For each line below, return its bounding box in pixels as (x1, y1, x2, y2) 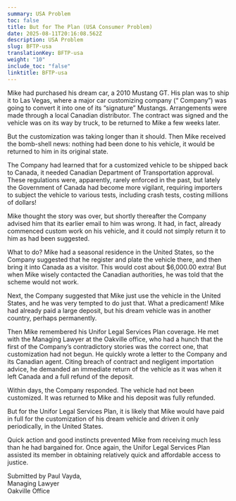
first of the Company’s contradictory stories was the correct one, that (7, 342, 209, 350)
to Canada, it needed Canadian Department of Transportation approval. (7, 168, 214, 177)
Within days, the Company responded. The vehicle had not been (7, 386, 194, 394)
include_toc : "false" (7, 63, 71, 70)
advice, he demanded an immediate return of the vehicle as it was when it (7, 364, 222, 373)
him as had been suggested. (7, 234, 90, 243)
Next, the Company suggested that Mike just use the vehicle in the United (7, 291, 221, 300)
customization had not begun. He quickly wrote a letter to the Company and (7, 350, 228, 358)
